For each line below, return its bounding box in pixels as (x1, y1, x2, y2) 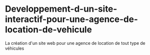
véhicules (5, 45, 24, 51)
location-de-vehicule (5, 24, 92, 35)
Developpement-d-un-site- (5, 3, 118, 15)
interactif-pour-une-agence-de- (5, 14, 138, 25)
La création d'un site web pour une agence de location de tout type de (5, 40, 146, 46)
